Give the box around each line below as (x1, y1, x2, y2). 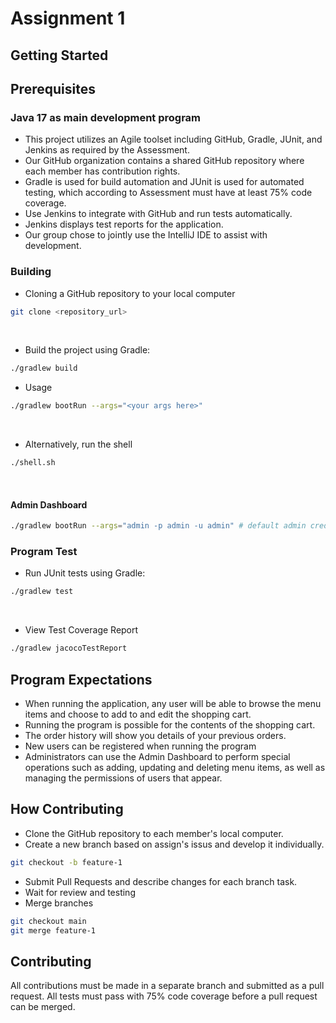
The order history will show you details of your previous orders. (24, 730, 287, 741)
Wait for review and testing (24, 886, 136, 898)
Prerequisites (10, 80, 96, 97)
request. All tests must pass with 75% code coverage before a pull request (10, 990, 318, 1002)
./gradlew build (10, 363, 78, 374)
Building (10, 265, 52, 279)
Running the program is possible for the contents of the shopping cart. (24, 719, 316, 731)
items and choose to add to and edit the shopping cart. (24, 708, 252, 720)
